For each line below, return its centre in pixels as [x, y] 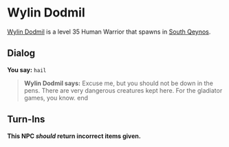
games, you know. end [56, 98]
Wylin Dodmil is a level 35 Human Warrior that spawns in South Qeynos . [109, 32]
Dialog [21, 53]
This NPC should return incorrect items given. [74, 136]
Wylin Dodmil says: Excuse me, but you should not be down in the [118, 83]
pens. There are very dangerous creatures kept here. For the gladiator [123, 90]
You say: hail [27, 69]
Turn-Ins [26, 119]
